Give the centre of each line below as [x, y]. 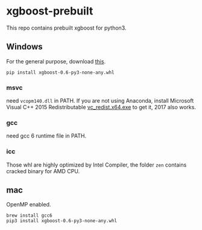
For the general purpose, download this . [56, 61]
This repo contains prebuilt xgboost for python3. [66, 28]
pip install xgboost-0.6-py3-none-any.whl [60, 72]
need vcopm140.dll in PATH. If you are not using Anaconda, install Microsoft [100, 101]
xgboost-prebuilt [50, 11]
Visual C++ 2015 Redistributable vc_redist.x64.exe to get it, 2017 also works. [101, 107]
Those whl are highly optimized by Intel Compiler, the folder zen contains [96, 165]
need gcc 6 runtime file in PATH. [46, 136]
